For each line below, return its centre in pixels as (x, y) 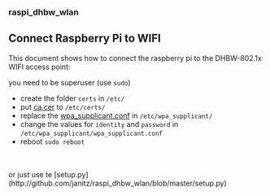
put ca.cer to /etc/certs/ (63, 107)
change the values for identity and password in (99, 124)
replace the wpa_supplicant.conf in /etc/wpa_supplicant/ (116, 115)
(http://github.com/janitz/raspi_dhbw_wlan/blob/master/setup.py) (118, 183)
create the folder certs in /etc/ (72, 98)
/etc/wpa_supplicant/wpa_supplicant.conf (91, 133)
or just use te (30, 174)
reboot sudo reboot (52, 142)
